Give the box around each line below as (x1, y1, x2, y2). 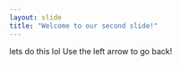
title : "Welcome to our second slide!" (9, 21, 159, 30)
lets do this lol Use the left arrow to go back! (9, 45, 173, 56)
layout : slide (9, 12, 63, 22)
